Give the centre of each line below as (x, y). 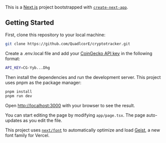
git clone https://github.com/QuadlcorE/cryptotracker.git (68, 44)
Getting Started (30, 23)
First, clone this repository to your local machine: (55, 35)
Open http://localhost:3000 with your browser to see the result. (70, 106)
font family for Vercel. (27, 136)
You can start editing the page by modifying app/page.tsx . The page (75, 115)
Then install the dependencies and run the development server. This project (83, 77)
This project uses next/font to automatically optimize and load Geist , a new (83, 130)
